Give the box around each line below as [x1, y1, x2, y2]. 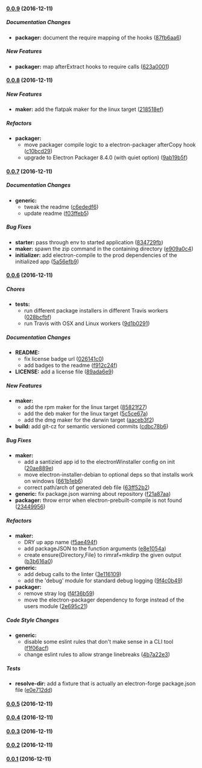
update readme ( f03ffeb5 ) [24, 209, 89, 217]
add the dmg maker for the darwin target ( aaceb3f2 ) [24, 416, 154, 424]
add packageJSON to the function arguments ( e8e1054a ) [24, 545, 167, 552]
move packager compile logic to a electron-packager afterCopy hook [24, 141, 196, 148]
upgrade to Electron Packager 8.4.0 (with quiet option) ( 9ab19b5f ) [24, 154, 188, 161]
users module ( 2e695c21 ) [24, 603, 88, 610]
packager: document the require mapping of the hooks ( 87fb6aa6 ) [14, 34, 182, 41]
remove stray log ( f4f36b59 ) [24, 590, 95, 597]
